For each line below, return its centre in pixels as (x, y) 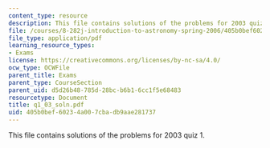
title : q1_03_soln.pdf (46, 105)
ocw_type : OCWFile (39, 68)
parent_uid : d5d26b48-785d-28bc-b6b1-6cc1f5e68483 (95, 90)
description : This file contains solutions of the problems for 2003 (127, 23)
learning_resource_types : (51, 46)
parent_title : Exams (43, 75)
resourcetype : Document (48, 98)
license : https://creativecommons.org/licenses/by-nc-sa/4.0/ (115, 61)
